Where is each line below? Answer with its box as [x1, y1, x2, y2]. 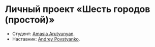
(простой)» [5, 14, 55, 25]
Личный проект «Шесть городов [5, 3, 150, 15]
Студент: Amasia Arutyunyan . [12, 30, 75, 36]
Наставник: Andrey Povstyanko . [12, 36, 80, 42]
